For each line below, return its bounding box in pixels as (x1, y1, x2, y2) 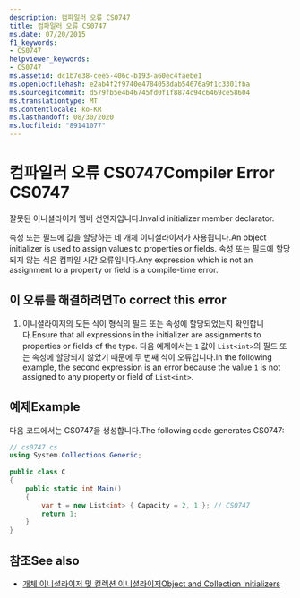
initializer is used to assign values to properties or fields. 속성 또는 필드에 (9, 243, 275, 253)
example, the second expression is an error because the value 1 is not (21, 362, 281, 372)
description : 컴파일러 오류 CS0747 (9, 13, 131, 22)
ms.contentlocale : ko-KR (9, 105, 102, 114)
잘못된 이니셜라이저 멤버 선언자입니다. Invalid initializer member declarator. (9, 212, 275, 224)
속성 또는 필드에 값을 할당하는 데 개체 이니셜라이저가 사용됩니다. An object (9, 232, 267, 243)
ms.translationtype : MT (9, 96, 99, 106)
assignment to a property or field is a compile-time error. (9, 264, 219, 275)
